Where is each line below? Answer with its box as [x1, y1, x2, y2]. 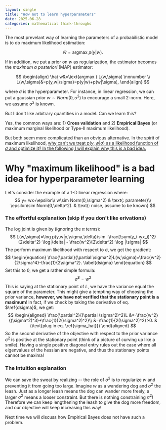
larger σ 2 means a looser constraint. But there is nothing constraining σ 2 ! [5, 393, 153, 400]
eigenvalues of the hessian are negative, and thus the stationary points [5, 347, 150, 353]
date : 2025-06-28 [5, 16, 41, 21]
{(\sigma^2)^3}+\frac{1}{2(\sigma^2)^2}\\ [9, 317, 92, 324]
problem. [5, 420, 24, 426]
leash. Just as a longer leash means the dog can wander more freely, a [5, 388, 150, 394]
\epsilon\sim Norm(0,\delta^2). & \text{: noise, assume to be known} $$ [10, 202, 156, 208]
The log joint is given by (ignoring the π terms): [5, 226, 101, 232]
